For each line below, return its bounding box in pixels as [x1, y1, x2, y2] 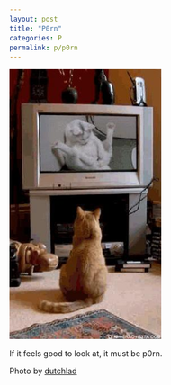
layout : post [9, 14, 58, 23]
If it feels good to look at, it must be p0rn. [9, 348, 163, 359]
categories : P [9, 33, 63, 42]
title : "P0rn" [9, 23, 63, 33]
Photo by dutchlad [9, 365, 77, 377]
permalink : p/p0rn [9, 43, 78, 52]
